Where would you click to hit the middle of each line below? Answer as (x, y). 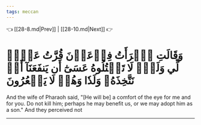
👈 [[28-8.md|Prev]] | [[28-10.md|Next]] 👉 (60, 29)
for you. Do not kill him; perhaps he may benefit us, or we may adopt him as (100, 103)
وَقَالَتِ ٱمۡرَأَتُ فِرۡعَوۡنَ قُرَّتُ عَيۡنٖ (95, 55)
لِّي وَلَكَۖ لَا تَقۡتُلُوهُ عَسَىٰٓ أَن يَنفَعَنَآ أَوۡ (93, 68)
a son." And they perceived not (44, 110)
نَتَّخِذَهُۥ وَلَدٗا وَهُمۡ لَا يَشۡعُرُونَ (70, 80)
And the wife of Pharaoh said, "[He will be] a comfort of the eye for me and (99, 97)
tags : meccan (22, 12)
